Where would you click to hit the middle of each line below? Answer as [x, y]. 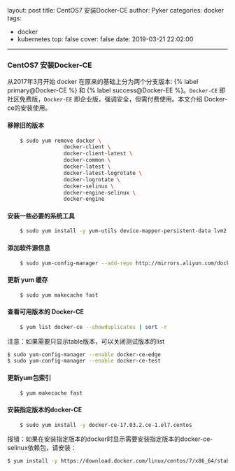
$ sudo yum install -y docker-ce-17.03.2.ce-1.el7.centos [106, 425]
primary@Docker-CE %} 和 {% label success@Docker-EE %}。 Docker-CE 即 [116, 90]
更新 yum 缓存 [28, 280]
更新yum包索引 [29, 377]
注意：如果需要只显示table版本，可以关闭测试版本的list [86, 341]
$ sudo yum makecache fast [59, 295]
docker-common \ [87, 160]
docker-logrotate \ [92, 180]
